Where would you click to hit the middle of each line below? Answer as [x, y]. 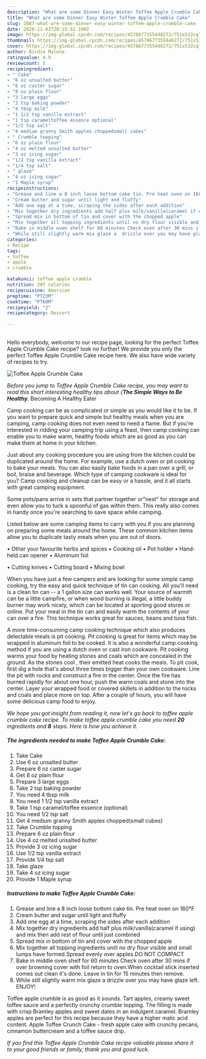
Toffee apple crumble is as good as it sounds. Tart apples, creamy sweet [98, 998]
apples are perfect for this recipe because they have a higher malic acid [97, 1018]
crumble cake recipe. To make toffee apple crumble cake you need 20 [96, 720]
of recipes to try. [28, 362]
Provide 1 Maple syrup [44, 879]
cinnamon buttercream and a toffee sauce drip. [66, 1031]
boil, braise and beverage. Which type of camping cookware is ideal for [97, 474]
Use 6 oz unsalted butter [47, 762]
